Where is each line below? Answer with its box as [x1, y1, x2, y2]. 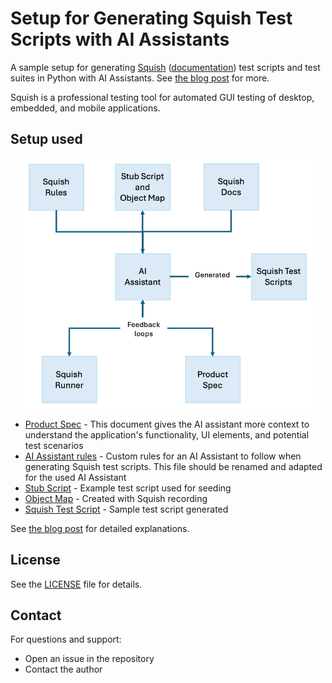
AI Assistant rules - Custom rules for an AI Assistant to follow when [24, 450, 302, 462]
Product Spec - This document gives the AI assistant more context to [24, 418, 310, 430]
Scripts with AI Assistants [10, 28, 230, 51]
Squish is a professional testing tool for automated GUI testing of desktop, [10, 91, 315, 103]
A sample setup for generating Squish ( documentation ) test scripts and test [10, 61, 321, 73]
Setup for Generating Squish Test [10, 7, 293, 30]
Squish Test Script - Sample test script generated [24, 503, 229, 515]
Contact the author [24, 663, 103, 676]
